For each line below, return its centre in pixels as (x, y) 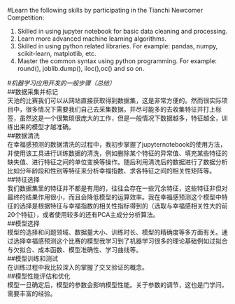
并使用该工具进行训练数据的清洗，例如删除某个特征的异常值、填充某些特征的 (117, 153)
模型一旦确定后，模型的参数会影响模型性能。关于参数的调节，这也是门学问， (117, 285)
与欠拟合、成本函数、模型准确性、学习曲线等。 (74, 250)
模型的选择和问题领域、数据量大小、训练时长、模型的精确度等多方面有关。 (114, 232)
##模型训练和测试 (33, 258)
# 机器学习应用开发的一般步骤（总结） (61, 83)
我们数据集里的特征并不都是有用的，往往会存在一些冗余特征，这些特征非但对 (117, 188)
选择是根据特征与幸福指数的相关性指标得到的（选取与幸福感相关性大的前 (123, 206)
